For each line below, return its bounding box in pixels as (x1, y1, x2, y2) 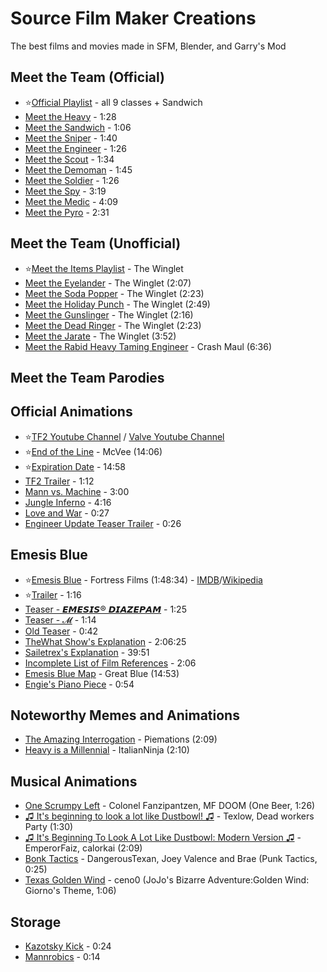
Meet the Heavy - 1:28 (24, 110, 117, 122)
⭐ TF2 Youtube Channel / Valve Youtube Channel (24, 430, 225, 442)
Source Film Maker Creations (10, 7, 257, 30)
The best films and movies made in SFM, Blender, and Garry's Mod (10, 40, 287, 52)
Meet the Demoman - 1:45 (24, 163, 133, 176)
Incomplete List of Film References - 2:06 (24, 657, 197, 669)
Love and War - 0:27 (24, 507, 110, 519)
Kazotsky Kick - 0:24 (24, 940, 112, 952)
